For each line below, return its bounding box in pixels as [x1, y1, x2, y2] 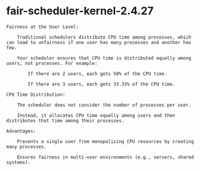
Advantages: [6, 128, 36, 134]
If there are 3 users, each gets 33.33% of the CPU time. [28, 81, 175, 87]
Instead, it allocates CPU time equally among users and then [17, 112, 175, 119]
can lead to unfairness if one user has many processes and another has [6, 39, 192, 45]
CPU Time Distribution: [6, 91, 66, 98]
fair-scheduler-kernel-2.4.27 [6, 4, 154, 18]
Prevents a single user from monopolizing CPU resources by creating [17, 138, 195, 144]
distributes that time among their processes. [6, 117, 125, 123]
